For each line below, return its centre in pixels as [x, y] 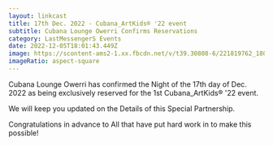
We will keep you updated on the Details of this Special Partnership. [122, 108]
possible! [24, 133]
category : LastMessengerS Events [65, 39]
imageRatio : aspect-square [54, 62]
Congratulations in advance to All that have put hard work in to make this [130, 124]
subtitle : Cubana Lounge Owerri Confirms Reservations [103, 31]
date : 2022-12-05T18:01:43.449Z [63, 46]
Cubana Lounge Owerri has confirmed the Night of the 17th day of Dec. [128, 84]
